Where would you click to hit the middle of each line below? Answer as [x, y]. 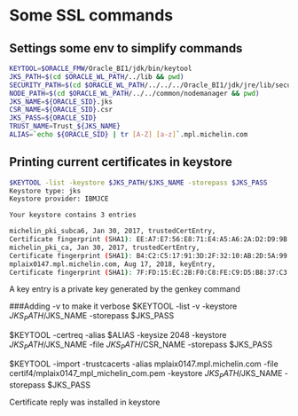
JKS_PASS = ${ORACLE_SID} [53, 118]
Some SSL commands [91, 16]
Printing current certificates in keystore [121, 162]
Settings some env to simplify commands [126, 48]
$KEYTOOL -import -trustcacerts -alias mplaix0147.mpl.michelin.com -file [144, 364]
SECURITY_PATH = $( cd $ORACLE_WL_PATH [77, 85]
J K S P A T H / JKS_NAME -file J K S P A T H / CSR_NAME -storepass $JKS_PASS [141, 345]
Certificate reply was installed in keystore [85, 402]
